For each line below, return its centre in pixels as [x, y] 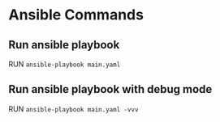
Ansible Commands [76, 15]
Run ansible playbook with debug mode [110, 89]
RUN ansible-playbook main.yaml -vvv [73, 109]
